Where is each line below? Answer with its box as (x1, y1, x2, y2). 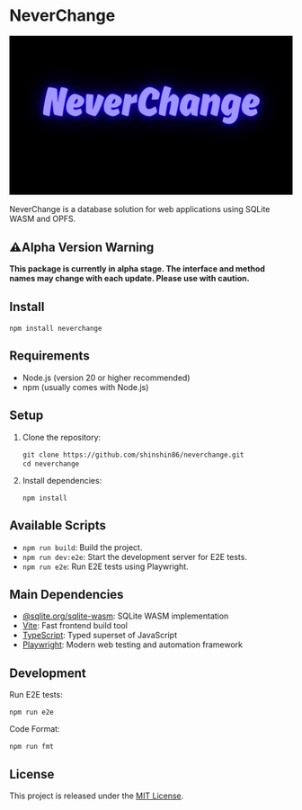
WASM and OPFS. (9, 213, 76, 225)
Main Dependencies (9, 586, 124, 602)
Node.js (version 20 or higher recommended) (22, 372, 191, 383)
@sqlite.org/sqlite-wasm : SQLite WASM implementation (22, 610, 229, 621)
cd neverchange (22, 459, 80, 468)
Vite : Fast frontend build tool (22, 620, 129, 631)
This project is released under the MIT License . (9, 790, 184, 801)
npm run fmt (9, 743, 54, 752)
